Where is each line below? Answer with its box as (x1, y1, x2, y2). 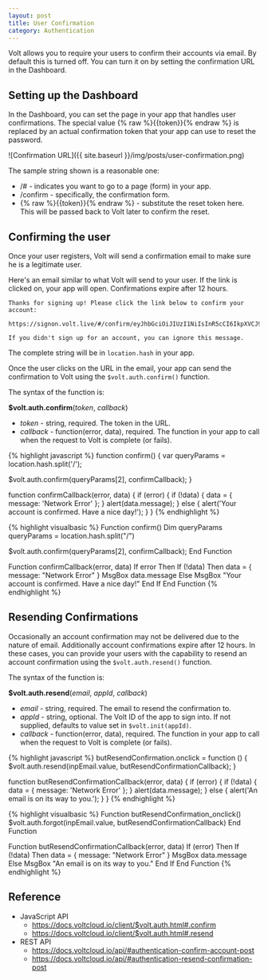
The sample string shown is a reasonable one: (8, 166, 160, 176)
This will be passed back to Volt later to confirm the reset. (19, 207, 210, 216)
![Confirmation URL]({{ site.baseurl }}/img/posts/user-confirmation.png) (8, 151, 245, 160)
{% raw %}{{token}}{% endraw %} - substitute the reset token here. (19, 199, 245, 208)
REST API (19, 937, 52, 946)
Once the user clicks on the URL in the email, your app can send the (8, 364, 232, 373)
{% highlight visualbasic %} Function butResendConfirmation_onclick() (8, 809, 242, 819)
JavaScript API (19, 911, 69, 921)
